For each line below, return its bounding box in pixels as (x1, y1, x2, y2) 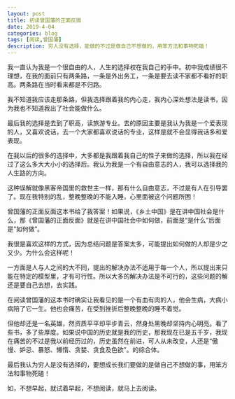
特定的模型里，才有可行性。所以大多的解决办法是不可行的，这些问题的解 (19, 272, 228, 280)
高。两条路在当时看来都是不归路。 (7, 80, 106, 88)
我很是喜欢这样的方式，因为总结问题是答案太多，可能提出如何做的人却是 (7, 239, 215, 248)
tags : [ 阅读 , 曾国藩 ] (7, 36, 62, 43)
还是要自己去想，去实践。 (7, 281, 81, 289)
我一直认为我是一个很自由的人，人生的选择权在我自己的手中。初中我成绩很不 (7, 63, 228, 71)
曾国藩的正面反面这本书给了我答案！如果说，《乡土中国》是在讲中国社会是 (7, 207, 219, 216)
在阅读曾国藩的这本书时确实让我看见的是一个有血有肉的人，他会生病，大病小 (7, 295, 228, 304)
